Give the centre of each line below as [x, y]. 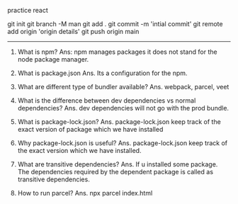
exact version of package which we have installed [90, 129]
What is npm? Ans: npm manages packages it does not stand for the [117, 52]
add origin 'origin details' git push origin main [73, 32]
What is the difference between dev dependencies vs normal [107, 101]
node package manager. [53, 59]
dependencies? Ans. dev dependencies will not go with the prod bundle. [123, 108]
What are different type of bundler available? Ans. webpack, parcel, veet [123, 87]
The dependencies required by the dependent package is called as [115, 172]
